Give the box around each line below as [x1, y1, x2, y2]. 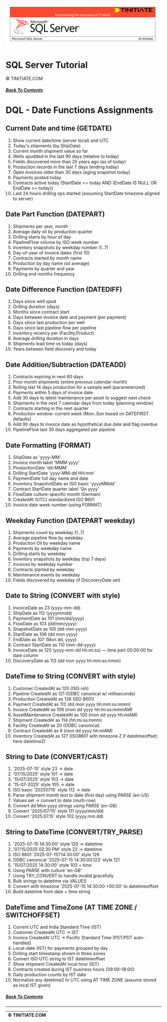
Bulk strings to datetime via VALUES [12, 878, 87, 884]
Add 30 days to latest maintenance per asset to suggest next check [12, 395, 151, 401]
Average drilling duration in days [12, 336, 79, 341]
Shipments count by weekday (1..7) [12, 529, 85, 535]
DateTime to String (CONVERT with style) [5, 672, 136, 681]
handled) [12, 940, 32, 946]
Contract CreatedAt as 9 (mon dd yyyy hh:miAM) [12, 727, 113, 733]
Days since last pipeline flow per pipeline [12, 325, 97, 331]
